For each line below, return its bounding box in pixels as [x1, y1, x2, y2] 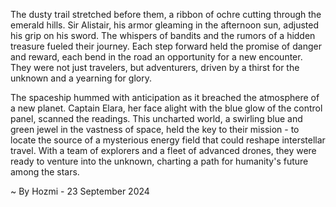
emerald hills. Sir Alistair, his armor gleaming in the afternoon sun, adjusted [10, 19, 319, 31]
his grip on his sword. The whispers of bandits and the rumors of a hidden [10, 30, 316, 41]
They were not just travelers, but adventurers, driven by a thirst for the [10, 62, 300, 73]
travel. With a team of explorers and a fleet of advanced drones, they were [10, 145, 317, 156]
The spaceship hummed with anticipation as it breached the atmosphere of [10, 92, 320, 103]
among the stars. [10, 166, 80, 178]
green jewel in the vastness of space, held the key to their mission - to [10, 124, 300, 135]
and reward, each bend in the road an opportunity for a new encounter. [10, 51, 303, 63]
